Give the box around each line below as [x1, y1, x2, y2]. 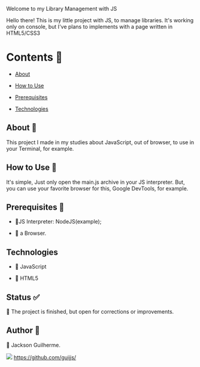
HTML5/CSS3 [6, 29, 41, 37]
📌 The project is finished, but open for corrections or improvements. [6, 308, 174, 315]
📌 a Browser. [14, 229, 47, 237]
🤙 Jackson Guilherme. [6, 341, 61, 348]
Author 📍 [6, 326, 40, 336]
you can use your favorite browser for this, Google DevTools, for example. [6, 184, 189, 192]
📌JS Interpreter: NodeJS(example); [14, 218, 102, 225]
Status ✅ [6, 292, 40, 302]
